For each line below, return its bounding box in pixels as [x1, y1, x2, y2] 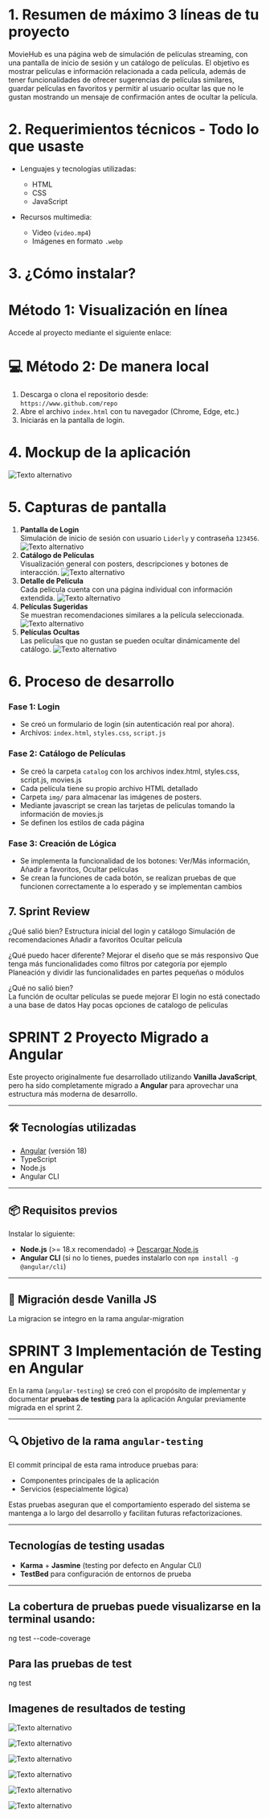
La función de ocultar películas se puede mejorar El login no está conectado [8, 991, 260, 1001]
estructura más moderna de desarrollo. [8, 1089, 138, 1098]
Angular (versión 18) [19, 1146, 88, 1155]
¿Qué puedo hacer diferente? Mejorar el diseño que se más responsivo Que [8, 950, 259, 960]
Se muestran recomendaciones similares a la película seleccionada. [19, 609, 244, 620]
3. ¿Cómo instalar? [8, 265, 137, 283]
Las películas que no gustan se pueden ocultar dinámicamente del [19, 635, 240, 645]
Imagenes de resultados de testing [8, 1701, 186, 1715]
